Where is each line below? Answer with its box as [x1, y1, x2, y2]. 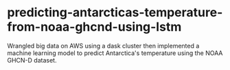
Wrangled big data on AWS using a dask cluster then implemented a [7, 41, 200, 50]
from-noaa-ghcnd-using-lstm [7, 19, 182, 35]
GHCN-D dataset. [7, 56, 57, 64]
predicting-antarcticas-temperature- [7, 5, 223, 20]
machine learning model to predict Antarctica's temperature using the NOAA [7, 49, 223, 57]
